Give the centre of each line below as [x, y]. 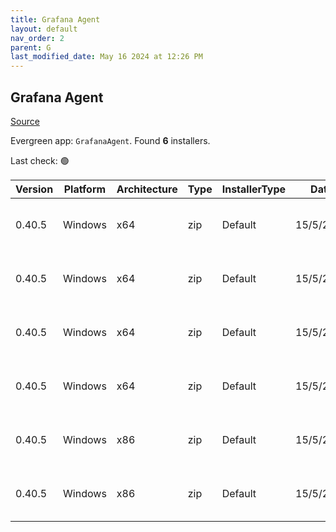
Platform [85, 189]
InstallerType [254, 189]
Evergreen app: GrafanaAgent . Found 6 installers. [110, 140]
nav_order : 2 [37, 38]
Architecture [147, 189]
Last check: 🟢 [40, 160]
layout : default [44, 29]
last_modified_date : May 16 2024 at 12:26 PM [106, 57]
